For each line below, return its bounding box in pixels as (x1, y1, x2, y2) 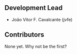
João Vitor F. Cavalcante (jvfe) (11, 16, 73, 22)
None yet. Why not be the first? (4, 43, 67, 49)
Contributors (4, 31, 45, 39)
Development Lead (4, 4, 63, 12)
